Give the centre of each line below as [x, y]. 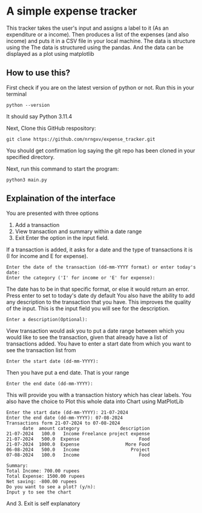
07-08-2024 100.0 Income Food [78, 455]
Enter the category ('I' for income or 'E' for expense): [81, 277]
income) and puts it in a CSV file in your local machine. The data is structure [101, 41]
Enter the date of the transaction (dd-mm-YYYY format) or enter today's [101, 267]
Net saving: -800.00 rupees [42, 481]
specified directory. [31, 157]
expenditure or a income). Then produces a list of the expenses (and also [98, 34]
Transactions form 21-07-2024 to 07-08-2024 [63, 423]
